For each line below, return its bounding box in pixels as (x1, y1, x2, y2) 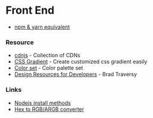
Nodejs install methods (14, 99, 71, 106)
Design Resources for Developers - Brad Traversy (14, 71, 137, 78)
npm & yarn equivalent (14, 23, 70, 30)
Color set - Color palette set (14, 64, 83, 72)
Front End (5, 4, 55, 17)
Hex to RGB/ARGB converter (14, 105, 84, 113)
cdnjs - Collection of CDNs (14, 52, 81, 59)
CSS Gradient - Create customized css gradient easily (14, 58, 148, 66)
